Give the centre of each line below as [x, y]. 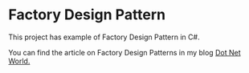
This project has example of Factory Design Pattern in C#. [104, 37]
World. [19, 61]
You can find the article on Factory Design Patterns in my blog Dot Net [124, 52]
